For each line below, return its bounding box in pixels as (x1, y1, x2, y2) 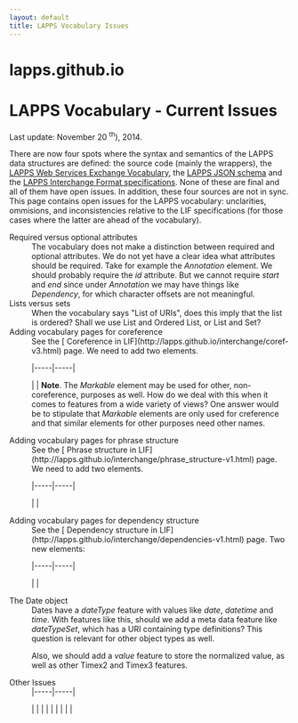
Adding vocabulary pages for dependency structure (9, 516, 200, 526)
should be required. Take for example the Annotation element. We (31, 260, 273, 272)
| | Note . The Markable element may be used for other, (31, 380, 232, 391)
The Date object (9, 596, 68, 606)
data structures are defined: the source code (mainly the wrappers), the (9, 158, 273, 169)
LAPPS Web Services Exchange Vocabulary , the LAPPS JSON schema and (9, 167, 283, 178)
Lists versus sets (9, 298, 71, 309)
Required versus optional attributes (9, 232, 138, 243)
